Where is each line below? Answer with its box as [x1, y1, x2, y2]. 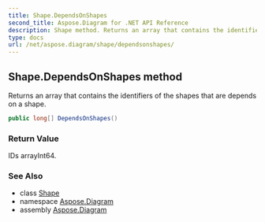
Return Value [8, 133, 59, 144]
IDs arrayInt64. [8, 151, 57, 161]
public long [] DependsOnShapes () [8, 114, 118, 122]
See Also [8, 171, 43, 182]
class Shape [19, 188, 60, 198]
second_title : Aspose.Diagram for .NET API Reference [8, 19, 189, 27]
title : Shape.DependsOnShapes [8, 11, 108, 20]
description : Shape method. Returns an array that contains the [8, 26, 224, 34]
